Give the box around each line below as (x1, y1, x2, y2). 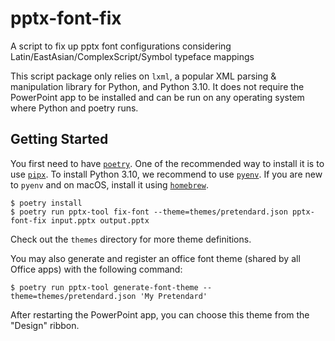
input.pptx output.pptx (50, 215, 150, 226)
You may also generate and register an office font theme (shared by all (10, 252, 301, 264)
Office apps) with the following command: (10, 263, 183, 275)
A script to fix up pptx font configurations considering (10, 40, 232, 52)
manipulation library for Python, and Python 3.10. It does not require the (10, 80, 305, 92)
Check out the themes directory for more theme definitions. (10, 233, 252, 245)
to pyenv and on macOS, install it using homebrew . (10, 178, 209, 191)
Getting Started (10, 131, 109, 148)
